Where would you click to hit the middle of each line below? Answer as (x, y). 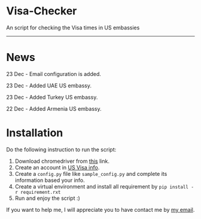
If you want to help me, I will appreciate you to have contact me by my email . (100, 209)
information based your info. (50, 180)
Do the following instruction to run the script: (61, 149)
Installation (35, 133)
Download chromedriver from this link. (62, 161)
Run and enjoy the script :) (48, 198)
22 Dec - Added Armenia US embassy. (54, 108)
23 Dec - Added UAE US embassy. (49, 86)
